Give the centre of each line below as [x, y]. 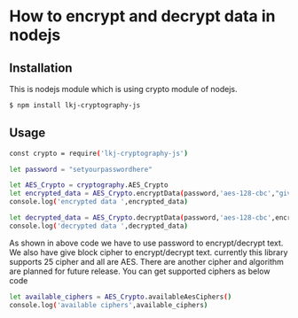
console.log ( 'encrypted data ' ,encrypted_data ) [99, 202]
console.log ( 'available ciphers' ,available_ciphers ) [109, 305]
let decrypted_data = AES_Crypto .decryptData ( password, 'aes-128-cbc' [141, 218]
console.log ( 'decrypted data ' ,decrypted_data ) [99, 226]
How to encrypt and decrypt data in [142, 16]
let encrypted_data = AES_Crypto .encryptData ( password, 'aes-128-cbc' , [142, 194]
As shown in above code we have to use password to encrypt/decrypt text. [146, 243]
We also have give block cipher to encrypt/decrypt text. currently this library [149, 252]
